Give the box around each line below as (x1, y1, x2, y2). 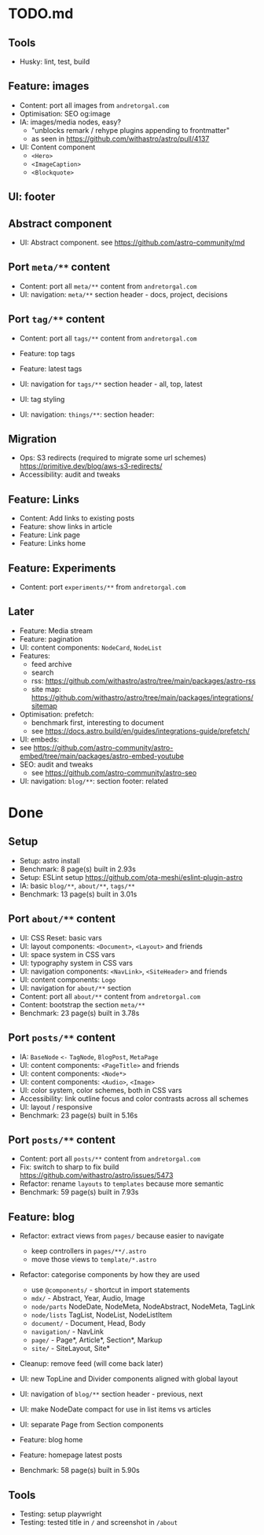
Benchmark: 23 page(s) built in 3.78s (19, 1008, 140, 1018)
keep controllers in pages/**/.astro (31, 1246, 147, 1256)
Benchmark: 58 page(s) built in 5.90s (19, 1466, 140, 1475)
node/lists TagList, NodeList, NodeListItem (31, 1310, 173, 1320)
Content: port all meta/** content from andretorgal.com (19, 281, 197, 291)
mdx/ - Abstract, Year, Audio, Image (31, 1294, 145, 1303)
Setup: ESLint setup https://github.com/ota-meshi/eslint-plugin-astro (19, 872, 244, 882)
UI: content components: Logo (19, 974, 116, 984)
